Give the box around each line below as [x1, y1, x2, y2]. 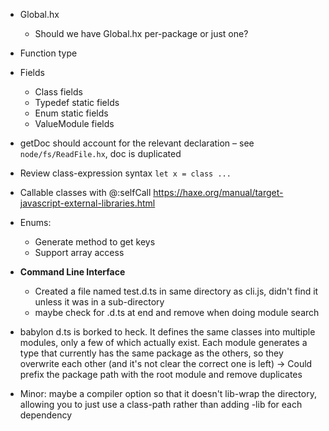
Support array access [34, 247, 125, 258]
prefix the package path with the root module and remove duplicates [19, 369, 303, 380]
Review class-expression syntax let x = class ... [19, 167, 232, 179]
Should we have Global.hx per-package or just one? [34, 28, 249, 39]
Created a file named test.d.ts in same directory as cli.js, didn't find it [34, 285, 319, 297]
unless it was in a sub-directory [34, 296, 165, 308]
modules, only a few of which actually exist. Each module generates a [19, 337, 308, 348]
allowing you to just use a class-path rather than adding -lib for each [19, 399, 303, 410]
